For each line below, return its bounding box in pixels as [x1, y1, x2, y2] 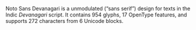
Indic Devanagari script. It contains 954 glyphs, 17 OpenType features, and [5, 11, 187, 18]
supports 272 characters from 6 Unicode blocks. [5, 18, 124, 24]
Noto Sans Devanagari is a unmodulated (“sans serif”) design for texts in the [5, 5, 191, 12]
